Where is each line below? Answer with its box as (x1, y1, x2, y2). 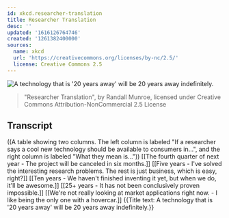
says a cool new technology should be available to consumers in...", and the (7, 145, 221, 154)
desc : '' (7, 23, 32, 29)
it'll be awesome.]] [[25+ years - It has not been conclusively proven (7, 182, 200, 190)
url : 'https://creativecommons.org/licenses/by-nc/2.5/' (13, 55, 179, 62)
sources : (7, 42, 32, 49)
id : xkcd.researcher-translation (7, 10, 103, 17)
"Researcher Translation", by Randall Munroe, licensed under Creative (23, 93, 221, 101)
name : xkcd (13, 49, 44, 55)
